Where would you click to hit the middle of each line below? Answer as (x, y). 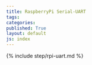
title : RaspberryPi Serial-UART (46, 12)
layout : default (26, 34)
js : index (18, 39)
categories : (21, 22)
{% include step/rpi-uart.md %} (45, 56)
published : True (26, 28)
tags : (13, 17)
